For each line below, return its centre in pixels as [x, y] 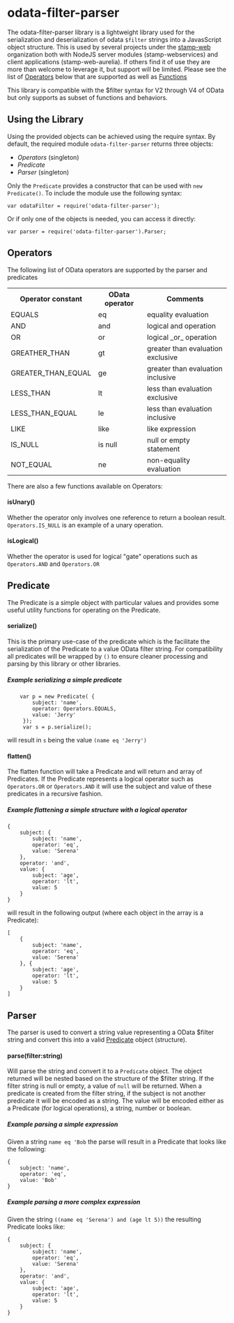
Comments [185, 299]
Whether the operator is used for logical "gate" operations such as [103, 556]
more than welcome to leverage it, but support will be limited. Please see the [117, 69]
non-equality [168, 460]
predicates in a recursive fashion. [55, 794]
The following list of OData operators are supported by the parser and [107, 269]
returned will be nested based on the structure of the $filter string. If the [111, 1079]
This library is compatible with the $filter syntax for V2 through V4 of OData [116, 90]
